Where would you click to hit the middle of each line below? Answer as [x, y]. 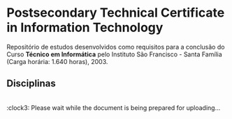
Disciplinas [31, 84]
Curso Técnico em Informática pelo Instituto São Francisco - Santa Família [115, 54]
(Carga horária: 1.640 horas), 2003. [57, 61]
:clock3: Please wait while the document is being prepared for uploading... [114, 108]
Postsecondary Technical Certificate [116, 13]
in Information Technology [85, 27]
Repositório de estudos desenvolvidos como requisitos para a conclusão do [116, 47]
